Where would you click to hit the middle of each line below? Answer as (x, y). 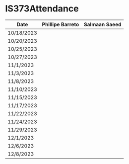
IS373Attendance (42, 9)
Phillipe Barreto (61, 24)
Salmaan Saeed (102, 24)
